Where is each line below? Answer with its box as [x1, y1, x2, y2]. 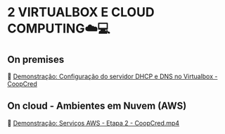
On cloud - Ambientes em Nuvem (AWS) [7, 100, 187, 112]
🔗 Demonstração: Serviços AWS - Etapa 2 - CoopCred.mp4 [7, 118, 180, 127]
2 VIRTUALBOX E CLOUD [7, 4, 155, 20]
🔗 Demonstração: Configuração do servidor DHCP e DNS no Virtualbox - [7, 72, 218, 80]
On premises [7, 54, 65, 66]
